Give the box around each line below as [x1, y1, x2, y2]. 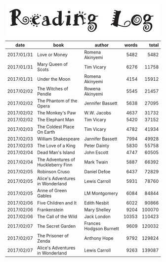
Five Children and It [37, 200, 77, 206]
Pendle [37, 91, 52, 97]
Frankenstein [37, 207, 64, 212]
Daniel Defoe [83, 168, 111, 174]
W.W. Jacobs [83, 110, 111, 115]
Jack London [83, 213, 111, 219]
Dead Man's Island [37, 150, 75, 156]
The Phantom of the [37, 98, 78, 104]
